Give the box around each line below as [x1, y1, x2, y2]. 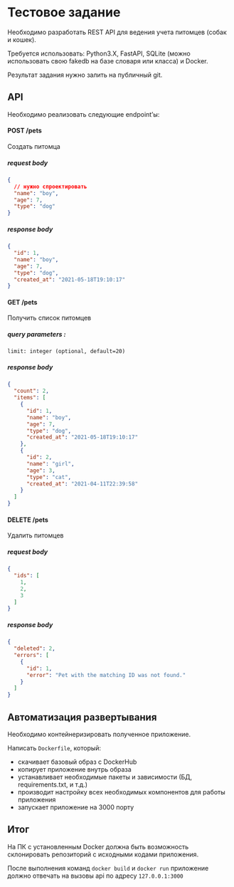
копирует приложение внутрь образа [17, 765, 132, 773]
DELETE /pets [7, 515, 48, 524]
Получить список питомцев [7, 314, 92, 322]
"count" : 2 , [14, 387, 50, 395]
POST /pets [7, 126, 43, 135]
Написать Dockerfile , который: [7, 743, 102, 752]
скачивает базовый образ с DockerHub [17, 757, 137, 766]
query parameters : [7, 330, 66, 339]
